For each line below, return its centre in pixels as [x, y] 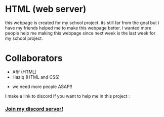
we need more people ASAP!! [42, 87]
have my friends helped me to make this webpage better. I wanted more [78, 28]
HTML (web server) [46, 9]
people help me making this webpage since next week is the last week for [80, 33]
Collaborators [34, 58]
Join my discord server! [34, 109]
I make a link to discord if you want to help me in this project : [67, 96]
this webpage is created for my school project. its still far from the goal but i [82, 23]
